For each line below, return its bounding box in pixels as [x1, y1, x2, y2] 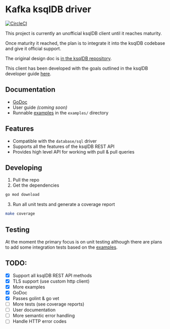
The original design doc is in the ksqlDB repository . [5, 55, 112, 62]
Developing [5, 163, 42, 172]
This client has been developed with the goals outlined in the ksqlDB [5, 65, 148, 71]
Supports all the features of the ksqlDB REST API [12, 143, 115, 149]
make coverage [5, 211, 36, 217]
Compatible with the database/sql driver [12, 138, 97, 144]
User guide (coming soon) [12, 104, 67, 110]
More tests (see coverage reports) [12, 301, 85, 307]
